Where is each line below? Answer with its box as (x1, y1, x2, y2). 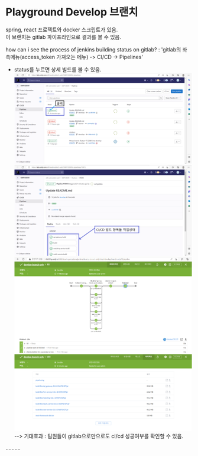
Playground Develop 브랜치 (5, 5, 138, 19)
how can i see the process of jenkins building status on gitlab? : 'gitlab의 (5, 45, 181, 53)
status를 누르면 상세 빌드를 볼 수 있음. (14, 66, 102, 73)
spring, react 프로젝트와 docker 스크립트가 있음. (5, 26, 118, 33)
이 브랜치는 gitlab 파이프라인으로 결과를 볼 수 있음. (5, 33, 122, 40)
